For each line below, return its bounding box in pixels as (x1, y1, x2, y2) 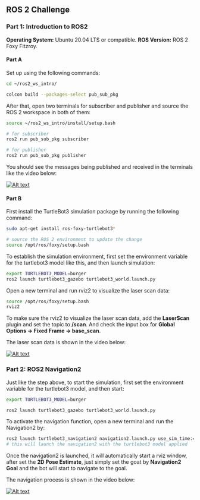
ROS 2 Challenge (6, 5, 70, 15)
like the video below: (6, 169, 57, 177)
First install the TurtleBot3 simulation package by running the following (6, 208, 179, 215)
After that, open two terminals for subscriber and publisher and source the (6, 102, 189, 109)
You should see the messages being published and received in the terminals (6, 163, 193, 171)
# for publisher (6, 147, 46, 153)
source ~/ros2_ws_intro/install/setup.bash (6, 120, 116, 126)
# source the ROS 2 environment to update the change (6, 237, 143, 243)
